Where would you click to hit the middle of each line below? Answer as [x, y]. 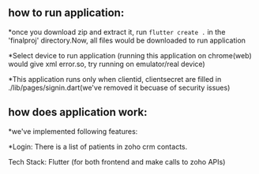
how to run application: [66, 13]
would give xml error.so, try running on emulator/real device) [107, 64]
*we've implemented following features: [73, 131]
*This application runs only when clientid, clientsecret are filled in [115, 79]
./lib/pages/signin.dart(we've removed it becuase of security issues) [119, 87]
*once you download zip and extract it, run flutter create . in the [117, 31]
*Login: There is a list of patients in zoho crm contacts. [98, 146]
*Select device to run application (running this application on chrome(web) [130, 55]
